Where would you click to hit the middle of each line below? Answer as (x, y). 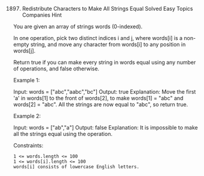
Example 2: (27, 116)
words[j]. (25, 51)
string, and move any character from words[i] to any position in (108, 44)
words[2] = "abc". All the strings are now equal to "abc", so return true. (101, 104)
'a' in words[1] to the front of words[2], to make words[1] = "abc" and (98, 98)
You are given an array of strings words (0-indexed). (78, 27)
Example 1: (27, 80)
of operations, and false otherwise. (57, 69)
